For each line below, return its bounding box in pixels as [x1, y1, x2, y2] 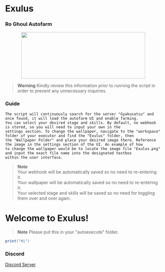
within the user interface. [5, 155, 63, 160]
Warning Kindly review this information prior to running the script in [17, 83, 156, 89]
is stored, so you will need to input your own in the [5, 124, 121, 129]
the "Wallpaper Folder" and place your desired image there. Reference [5, 137, 156, 143]
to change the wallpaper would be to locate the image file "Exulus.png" [5, 146, 161, 151]
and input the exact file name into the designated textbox [5, 151, 132, 156]
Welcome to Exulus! [5, 213, 89, 223]
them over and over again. [17, 195, 71, 201]
